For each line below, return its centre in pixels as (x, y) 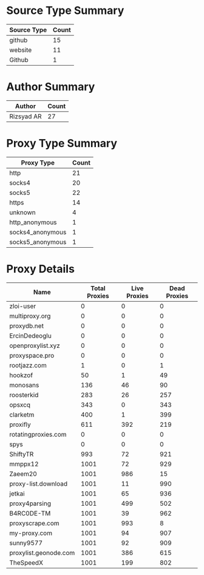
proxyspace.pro (32, 355)
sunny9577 (26, 543)
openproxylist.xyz (35, 345)
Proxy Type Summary (62, 144)
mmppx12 (24, 464)
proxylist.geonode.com (42, 553)
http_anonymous (33, 222)
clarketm (22, 415)
